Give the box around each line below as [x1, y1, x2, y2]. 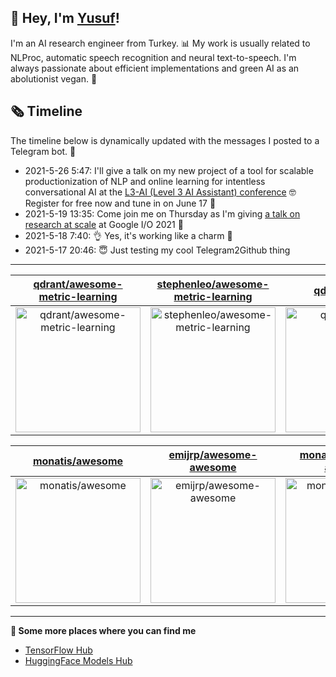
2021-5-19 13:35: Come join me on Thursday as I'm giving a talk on [24, 207, 301, 220]
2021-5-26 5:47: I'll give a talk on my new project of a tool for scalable [24, 164, 314, 176]
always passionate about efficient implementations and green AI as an [10, 62, 300, 74]
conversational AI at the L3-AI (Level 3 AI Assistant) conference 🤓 [24, 186, 297, 198]
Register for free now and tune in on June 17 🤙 [24, 197, 217, 209]
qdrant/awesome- [33, 277, 123, 291]
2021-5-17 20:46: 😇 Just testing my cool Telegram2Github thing [24, 244, 291, 256]
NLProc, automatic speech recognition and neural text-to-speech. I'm [10, 51, 297, 63]
